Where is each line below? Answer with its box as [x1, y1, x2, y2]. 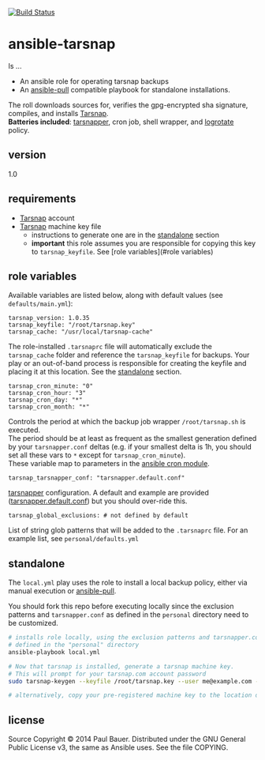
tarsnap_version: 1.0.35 [8, 314, 90, 322]
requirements [8, 192, 77, 205]
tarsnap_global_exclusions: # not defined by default [8, 512, 189, 520]
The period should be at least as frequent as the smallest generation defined [8, 434, 257, 443]
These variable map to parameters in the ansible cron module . [8, 459, 211, 468]
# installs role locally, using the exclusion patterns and [8, 634, 211, 641]
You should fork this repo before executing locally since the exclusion [8, 601, 234, 611]
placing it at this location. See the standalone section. [8, 367, 182, 377]
